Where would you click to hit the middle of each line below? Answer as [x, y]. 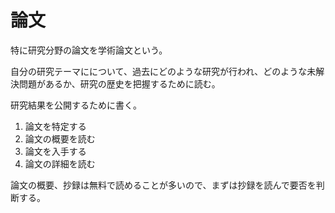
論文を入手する [55, 151]
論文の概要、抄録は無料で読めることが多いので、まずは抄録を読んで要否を [163, 185]
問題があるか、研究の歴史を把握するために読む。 [119, 83]
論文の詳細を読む [60, 163]
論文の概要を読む [60, 138]
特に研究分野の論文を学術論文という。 [89, 50]
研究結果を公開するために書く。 [76, 105]
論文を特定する [55, 126]
